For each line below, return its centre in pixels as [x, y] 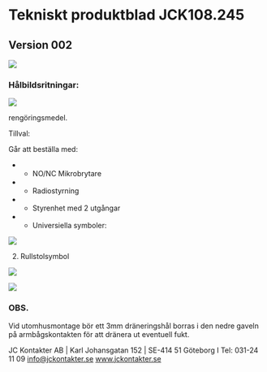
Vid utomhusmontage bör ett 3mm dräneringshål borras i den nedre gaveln [134, 326]
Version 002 [41, 45]
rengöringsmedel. [38, 118]
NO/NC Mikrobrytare [67, 174]
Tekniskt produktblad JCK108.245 [127, 15]
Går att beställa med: [43, 149]
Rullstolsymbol [45, 257]
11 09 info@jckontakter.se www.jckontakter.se [85, 358]
